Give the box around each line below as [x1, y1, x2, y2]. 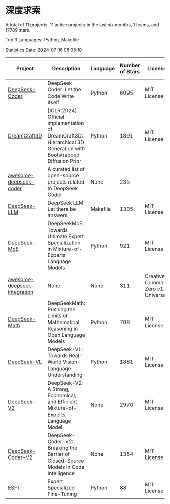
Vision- [62, 358, 81, 365]
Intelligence [47, 470, 75, 477]
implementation [47, 119, 84, 126]
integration [8, 288, 34, 295]
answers [47, 212, 68, 219]
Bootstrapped [47, 151, 80, 158]
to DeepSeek [47, 185, 78, 192]
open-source [47, 172, 79, 179]
